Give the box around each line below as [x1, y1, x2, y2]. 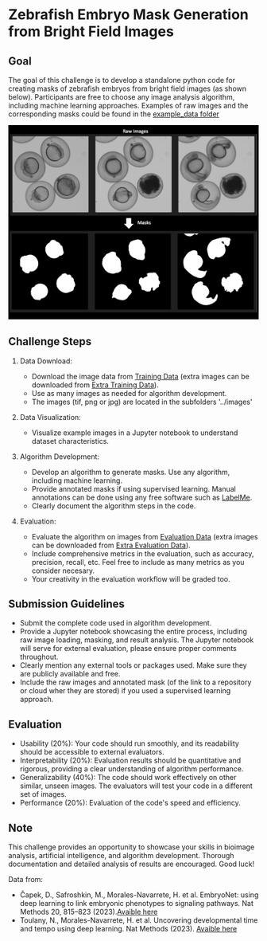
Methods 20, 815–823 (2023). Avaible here [19, 907, 158, 916]
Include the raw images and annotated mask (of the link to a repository [19, 677, 252, 687]
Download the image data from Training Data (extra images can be [31, 371, 250, 381]
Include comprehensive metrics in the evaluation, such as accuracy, [31, 548, 254, 559]
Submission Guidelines [8, 597, 126, 610]
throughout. [19, 652, 59, 662]
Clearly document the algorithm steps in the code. [31, 500, 196, 511]
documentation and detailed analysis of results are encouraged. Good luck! [8, 859, 255, 868]
